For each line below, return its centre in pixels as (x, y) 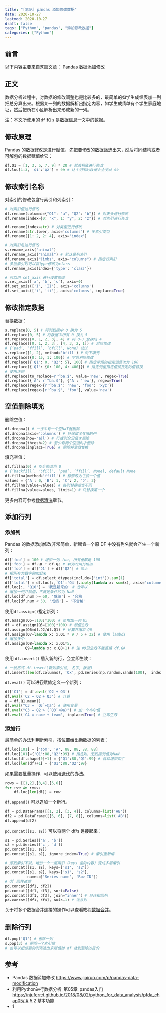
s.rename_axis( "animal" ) (31, 250)
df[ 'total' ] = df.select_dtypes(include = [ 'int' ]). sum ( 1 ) (65, 578)
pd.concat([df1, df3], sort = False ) (42, 891)
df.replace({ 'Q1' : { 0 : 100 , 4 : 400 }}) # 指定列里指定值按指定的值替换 (74, 367)
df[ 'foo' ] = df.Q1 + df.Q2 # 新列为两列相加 (49, 564)
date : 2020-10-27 (23, 14)
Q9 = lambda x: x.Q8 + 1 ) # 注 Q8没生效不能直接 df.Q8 (75, 648)
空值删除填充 (25, 407)
